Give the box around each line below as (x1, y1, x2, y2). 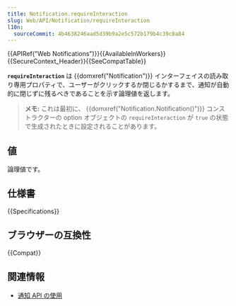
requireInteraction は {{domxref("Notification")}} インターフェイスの (7, 72, 210, 80)
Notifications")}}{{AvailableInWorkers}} (52, 50, 166, 58)
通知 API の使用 (17, 291, 63, 300)
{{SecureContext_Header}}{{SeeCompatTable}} (7, 57, 147, 66)
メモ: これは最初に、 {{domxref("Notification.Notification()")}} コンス (24, 104, 225, 113)
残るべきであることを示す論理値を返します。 (44, 89, 175, 98)
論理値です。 (7, 165, 45, 174)
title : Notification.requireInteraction (7, 10, 129, 18)
